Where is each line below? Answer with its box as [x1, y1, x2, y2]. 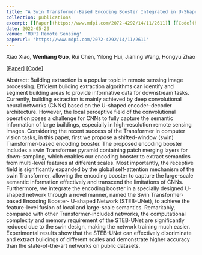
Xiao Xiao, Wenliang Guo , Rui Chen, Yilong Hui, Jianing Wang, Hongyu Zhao [6, 53, 195, 60]
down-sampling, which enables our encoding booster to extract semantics [6, 153, 191, 160]
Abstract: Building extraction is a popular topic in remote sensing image [6, 76, 183, 83]
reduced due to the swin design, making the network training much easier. [6, 223, 191, 230]
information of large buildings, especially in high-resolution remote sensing [6, 121, 192, 128]
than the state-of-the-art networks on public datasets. [6, 242, 141, 249]
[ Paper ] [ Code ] [6, 65, 44, 72]
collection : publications [6, 14, 71, 20]
